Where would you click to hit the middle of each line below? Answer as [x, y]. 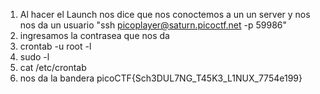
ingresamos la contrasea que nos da [94, 35]
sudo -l [34, 57]
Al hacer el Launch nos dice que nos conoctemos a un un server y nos [165, 14]
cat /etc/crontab [53, 67]
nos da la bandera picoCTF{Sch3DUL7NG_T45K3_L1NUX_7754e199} [161, 78]
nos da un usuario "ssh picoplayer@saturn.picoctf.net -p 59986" [153, 25]
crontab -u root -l [55, 46]
